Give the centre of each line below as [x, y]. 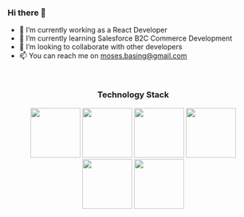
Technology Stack [133, 95]
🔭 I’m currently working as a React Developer [93, 30]
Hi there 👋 [27, 13]
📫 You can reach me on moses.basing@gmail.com [103, 56]
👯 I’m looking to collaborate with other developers [100, 47]
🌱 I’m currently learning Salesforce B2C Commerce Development [126, 38]
